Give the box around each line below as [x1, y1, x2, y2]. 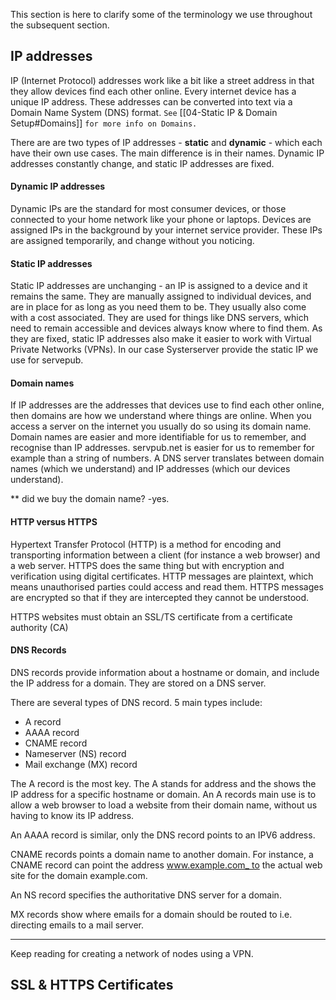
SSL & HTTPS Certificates [10, 977, 174, 994]
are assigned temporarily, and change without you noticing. [10, 235, 255, 247]
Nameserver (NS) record [24, 747, 127, 759]
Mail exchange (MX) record [24, 758, 138, 770]
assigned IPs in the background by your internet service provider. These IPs [10, 224, 323, 236]
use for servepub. [10, 354, 84, 366]
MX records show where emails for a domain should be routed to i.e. [10, 908, 293, 920]
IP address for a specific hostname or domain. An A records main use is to [10, 788, 317, 800]
